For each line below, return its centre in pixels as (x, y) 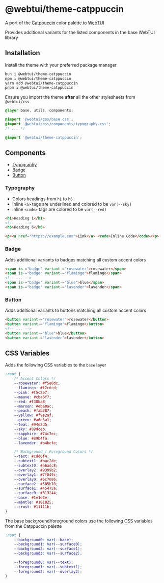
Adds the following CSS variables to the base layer (56, 365)
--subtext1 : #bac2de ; (36, 461)
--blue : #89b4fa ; (32, 438)
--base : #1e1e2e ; (32, 498)
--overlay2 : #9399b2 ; (36, 470)
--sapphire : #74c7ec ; (36, 434)
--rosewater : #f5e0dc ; (37, 383)
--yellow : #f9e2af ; (34, 415)
